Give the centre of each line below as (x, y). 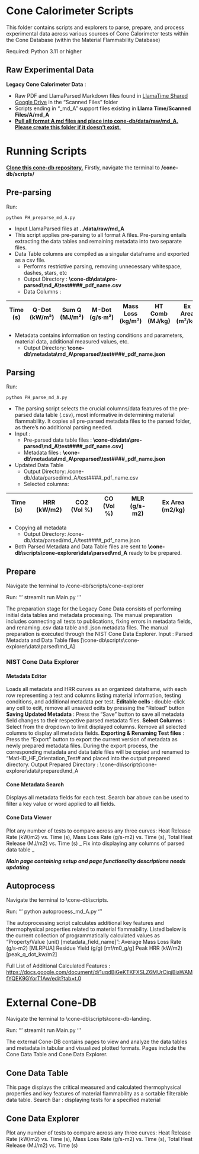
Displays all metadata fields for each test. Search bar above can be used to (98, 798)
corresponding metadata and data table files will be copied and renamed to (98, 752)
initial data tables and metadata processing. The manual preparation (89, 615)
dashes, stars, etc (45, 272)
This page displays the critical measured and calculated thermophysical (94, 1087)
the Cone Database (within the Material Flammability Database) (83, 40)
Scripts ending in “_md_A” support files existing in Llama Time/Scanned (103, 108)
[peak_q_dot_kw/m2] (32, 954)
